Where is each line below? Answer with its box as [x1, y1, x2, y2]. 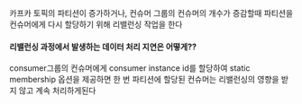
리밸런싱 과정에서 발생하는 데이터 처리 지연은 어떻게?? [9, 41, 197, 52]
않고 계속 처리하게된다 [18, 85, 96, 96]
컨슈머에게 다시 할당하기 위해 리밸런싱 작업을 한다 [9, 19, 183, 30]
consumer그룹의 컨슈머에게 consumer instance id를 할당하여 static [9, 63, 251, 74]
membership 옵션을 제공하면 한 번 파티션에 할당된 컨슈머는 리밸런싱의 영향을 [9, 74, 279, 85]
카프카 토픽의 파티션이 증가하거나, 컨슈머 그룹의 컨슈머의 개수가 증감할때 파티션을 [9, 8, 294, 18]
